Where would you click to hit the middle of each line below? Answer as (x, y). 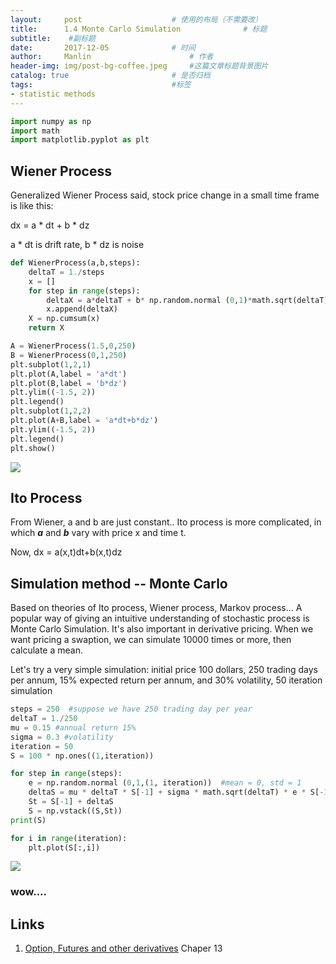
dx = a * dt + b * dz (50, 225)
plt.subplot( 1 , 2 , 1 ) (51, 364)
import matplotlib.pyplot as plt (80, 140)
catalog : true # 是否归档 (110, 76)
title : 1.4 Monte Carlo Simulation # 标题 (139, 29)
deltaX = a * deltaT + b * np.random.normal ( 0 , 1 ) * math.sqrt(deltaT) (187, 300)
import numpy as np (51, 121)
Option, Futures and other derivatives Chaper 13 (123, 948)
